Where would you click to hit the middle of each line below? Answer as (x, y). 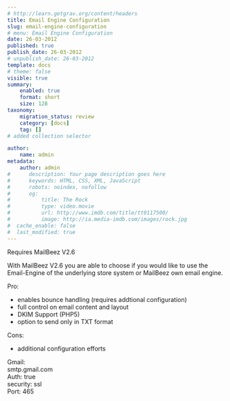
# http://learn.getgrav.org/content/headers (72, 14)
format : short (40, 98)
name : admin (37, 155)
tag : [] (30, 130)
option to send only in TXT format (65, 321)
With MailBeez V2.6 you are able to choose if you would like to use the (108, 265)
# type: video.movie (51, 206)
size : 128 (34, 104)
